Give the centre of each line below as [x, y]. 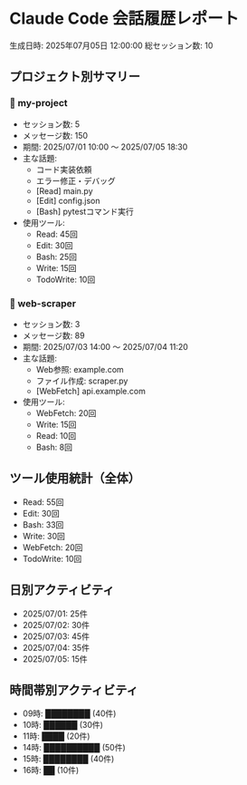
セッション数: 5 [51, 124]
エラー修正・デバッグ [76, 180]
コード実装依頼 [64, 170]
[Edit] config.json [68, 200]
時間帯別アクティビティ [74, 690]
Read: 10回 [56, 435]
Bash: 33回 [43, 524]
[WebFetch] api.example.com [91, 391]
